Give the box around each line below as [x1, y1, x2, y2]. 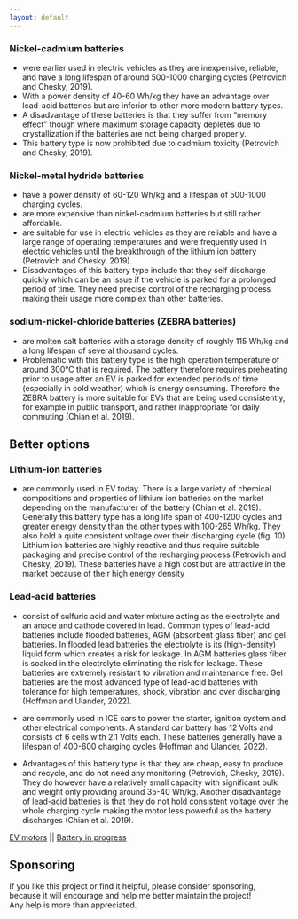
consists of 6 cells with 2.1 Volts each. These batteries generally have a [21, 731, 283, 742]
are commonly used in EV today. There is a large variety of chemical [21, 483, 272, 494]
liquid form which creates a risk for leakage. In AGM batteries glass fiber [21, 648, 286, 659]
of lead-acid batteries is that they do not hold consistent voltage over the [21, 796, 289, 806]
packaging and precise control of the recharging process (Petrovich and [21, 549, 286, 560]
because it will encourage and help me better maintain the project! [9, 891, 252, 901]
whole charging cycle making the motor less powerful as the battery [21, 805, 271, 816]
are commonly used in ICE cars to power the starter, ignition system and [21, 712, 286, 723]
